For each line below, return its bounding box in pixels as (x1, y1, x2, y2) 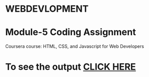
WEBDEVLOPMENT (5, 3, 89, 15)
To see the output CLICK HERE (5, 61, 136, 73)
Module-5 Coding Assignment (5, 27, 136, 38)
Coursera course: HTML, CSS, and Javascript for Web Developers (5, 43, 144, 49)
